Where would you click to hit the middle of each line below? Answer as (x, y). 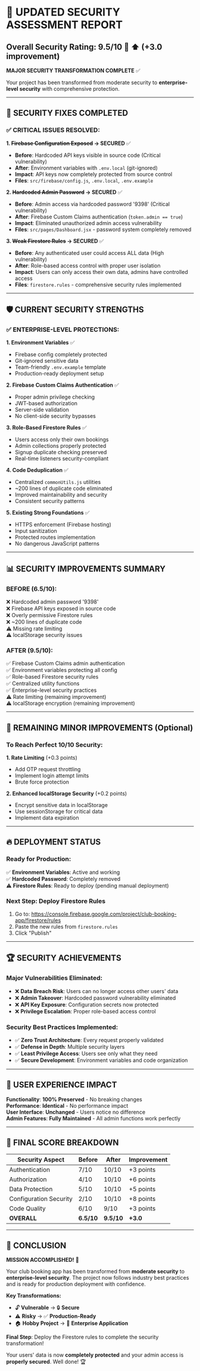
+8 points (142, 1199)
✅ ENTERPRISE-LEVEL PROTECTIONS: (63, 329)
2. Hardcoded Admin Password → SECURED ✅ (64, 192)
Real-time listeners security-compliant (62, 458)
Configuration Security (41, 1199)
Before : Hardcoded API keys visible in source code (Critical (87, 155)
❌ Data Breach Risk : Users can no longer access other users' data (96, 991)
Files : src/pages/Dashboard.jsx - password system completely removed (103, 229)
